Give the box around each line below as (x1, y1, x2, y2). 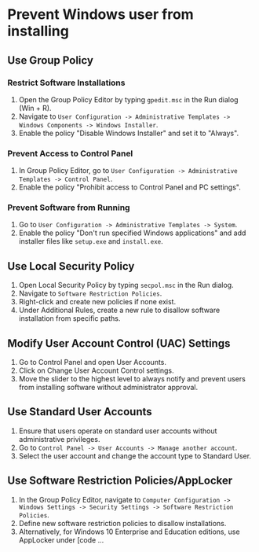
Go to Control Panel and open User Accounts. (18, 358, 166, 367)
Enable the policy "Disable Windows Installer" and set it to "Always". (18, 128, 239, 138)
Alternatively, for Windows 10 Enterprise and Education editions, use (18, 527, 240, 536)
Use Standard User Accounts (7, 405, 152, 418)
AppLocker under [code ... (18, 535, 104, 544)
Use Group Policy (7, 53, 93, 67)
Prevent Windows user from (7, 6, 194, 24)
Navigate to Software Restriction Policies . (18, 289, 162, 298)
